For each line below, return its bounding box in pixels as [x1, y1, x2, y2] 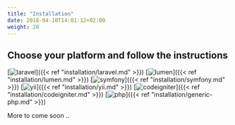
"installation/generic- [150, 91, 213, 99]
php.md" [7, 98, 33, 106]
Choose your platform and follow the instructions [7, 49, 228, 61]
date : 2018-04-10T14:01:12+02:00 [7, 17, 106, 24]
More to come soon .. [7, 112, 70, 120]
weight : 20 [7, 23, 40, 30]
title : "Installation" [7, 10, 74, 18]
